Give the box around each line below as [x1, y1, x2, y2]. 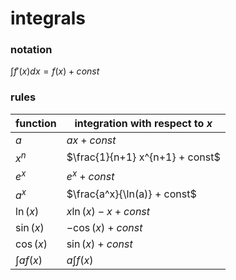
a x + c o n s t [66, 133, 117, 147]
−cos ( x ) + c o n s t [66, 220, 143, 234]
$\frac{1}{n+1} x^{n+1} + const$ [66, 150, 221, 164]
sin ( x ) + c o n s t [66, 237, 133, 251]
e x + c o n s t [66, 168, 115, 184]
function [15, 116, 57, 130]
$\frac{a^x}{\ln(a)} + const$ [66, 187, 197, 201]
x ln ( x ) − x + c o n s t [66, 204, 151, 218]
